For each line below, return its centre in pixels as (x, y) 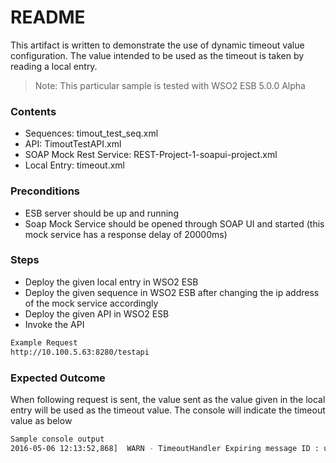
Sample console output (57, 439)
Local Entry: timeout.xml (75, 165)
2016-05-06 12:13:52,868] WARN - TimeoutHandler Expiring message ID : (165, 448)
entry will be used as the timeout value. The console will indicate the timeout (168, 410)
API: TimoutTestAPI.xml (73, 144)
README (48, 17)
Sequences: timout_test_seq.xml (91, 133)
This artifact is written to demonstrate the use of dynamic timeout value (157, 45)
